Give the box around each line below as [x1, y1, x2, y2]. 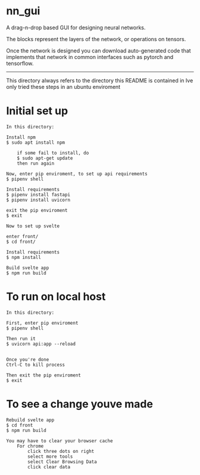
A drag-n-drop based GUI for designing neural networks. [6, 24, 146, 31]
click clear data [27, 464, 70, 470]
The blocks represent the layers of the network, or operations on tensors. [6, 35, 186, 42]
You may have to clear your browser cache [6, 437, 113, 444]
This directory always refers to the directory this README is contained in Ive [6, 76, 193, 84]
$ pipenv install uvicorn [6, 197, 70, 203]
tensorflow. [6, 60, 34, 67]
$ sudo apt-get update [17, 155, 73, 161]
